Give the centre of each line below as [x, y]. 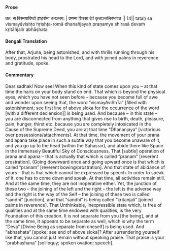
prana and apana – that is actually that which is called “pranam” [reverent [82, 156]
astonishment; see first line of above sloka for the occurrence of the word [82, 108]
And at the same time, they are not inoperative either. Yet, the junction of [81, 183]
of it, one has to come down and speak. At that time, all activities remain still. [85, 178]
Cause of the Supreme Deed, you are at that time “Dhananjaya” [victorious [83, 129]
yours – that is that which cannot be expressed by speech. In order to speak [84, 172]
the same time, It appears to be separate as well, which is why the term [80, 221]
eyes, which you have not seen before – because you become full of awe [82, 97]
